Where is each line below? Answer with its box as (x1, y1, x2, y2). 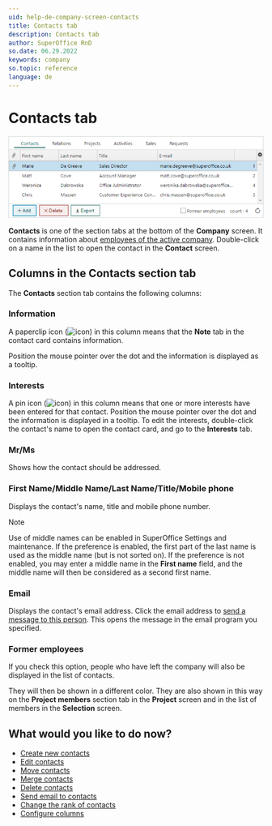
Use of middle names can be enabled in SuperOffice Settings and (8, 533, 227, 542)
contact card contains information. (8, 335, 124, 345)
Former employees (8, 643, 84, 654)
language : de (8, 73, 53, 81)
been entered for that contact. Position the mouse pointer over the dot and (8, 407, 257, 417)
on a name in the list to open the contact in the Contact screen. (8, 243, 220, 253)
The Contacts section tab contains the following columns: (8, 288, 202, 297)
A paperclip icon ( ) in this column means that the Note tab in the (8, 327, 244, 336)
